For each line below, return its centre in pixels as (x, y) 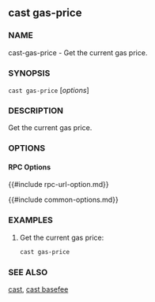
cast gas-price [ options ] (49, 90)
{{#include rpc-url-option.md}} (59, 185)
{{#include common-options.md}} (63, 199)
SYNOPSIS (29, 73)
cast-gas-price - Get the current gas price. (78, 52)
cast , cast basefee (38, 289)
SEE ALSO (28, 272)
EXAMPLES (30, 220)
